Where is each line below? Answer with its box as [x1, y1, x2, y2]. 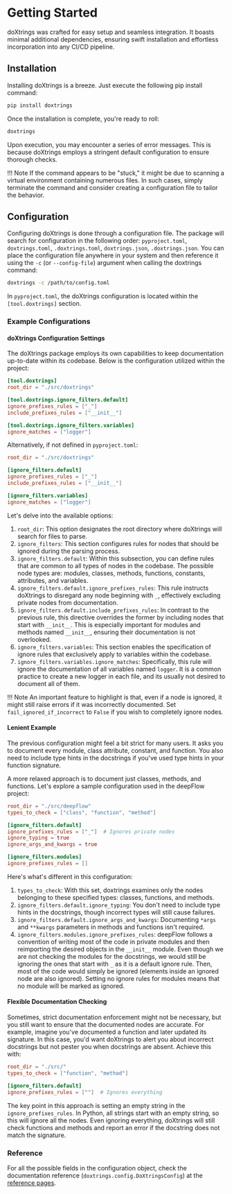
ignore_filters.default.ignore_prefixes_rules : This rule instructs [17, 583, 209, 592]
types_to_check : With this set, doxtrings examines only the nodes [17, 886, 204, 894]
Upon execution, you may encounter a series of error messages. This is [7, 140, 211, 148]
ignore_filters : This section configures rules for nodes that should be [17, 539, 220, 547]
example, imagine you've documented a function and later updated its [7, 1028, 207, 1037]
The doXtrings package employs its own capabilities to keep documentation [7, 349, 224, 358]
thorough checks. [7, 155, 57, 164]
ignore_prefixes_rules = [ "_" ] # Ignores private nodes [7, 828, 175, 835]
